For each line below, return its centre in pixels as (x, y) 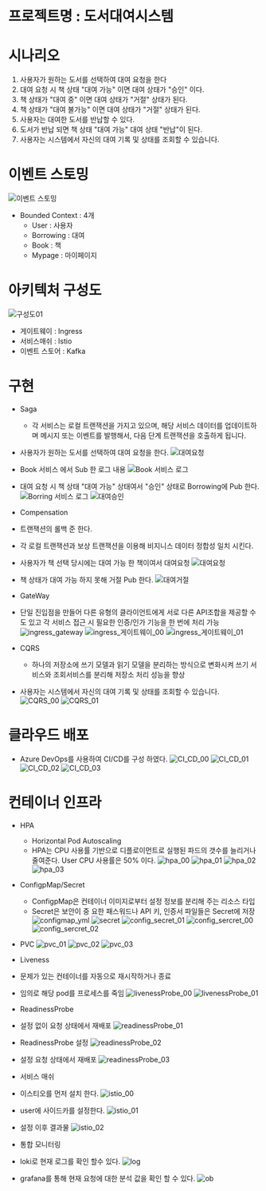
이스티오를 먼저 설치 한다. (59, 1093)
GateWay (35, 595)
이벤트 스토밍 (49, 175)
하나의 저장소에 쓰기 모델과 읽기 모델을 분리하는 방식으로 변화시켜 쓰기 (140, 665)
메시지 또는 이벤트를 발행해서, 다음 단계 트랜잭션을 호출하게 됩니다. (143, 435)
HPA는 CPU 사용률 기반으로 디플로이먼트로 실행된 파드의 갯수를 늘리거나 (144, 850)
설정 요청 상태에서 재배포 (58, 1059)
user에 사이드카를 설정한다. (62, 1110)
